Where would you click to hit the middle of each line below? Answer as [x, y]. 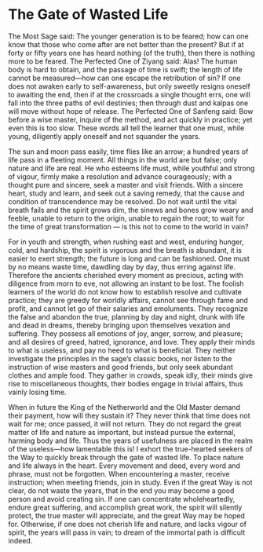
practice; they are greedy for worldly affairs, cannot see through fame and [128, 300]
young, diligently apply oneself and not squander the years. [104, 136]
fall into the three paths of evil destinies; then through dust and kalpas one [128, 103]
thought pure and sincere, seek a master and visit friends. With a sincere [126, 185]
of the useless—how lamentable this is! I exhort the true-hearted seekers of [130, 448]
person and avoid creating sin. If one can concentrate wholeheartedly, [122, 499]
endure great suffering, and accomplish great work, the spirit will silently [125, 507]
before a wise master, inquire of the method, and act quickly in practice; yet [130, 119]
